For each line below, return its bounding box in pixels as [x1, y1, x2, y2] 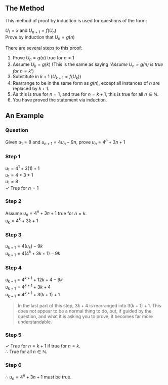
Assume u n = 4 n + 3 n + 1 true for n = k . [5, 209, 87, 218]
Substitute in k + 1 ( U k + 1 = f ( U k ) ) [12, 74, 81, 81]
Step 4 [5, 264, 22, 271]
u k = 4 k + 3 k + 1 [5, 217, 38, 225]
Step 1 [5, 153, 21, 160]
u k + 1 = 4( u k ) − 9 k [5, 243, 43, 250]
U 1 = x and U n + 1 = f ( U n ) [5, 27, 57, 34]
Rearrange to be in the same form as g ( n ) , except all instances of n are [12, 80, 160, 86]
